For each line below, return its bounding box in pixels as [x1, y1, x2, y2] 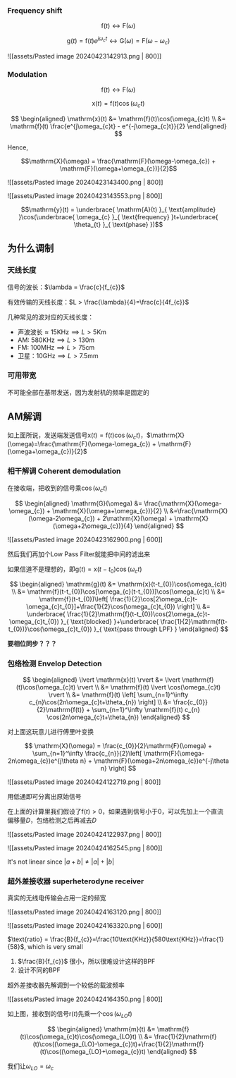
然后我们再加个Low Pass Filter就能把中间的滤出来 [7, 549, 151, 558]
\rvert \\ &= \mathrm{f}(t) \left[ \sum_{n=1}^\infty [48, 690, 189, 699]
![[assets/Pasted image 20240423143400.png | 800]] [7, 178, 163, 186]
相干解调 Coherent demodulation [7, 466, 121, 476]
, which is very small [23, 942, 83, 950]
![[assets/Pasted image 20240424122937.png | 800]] [7, 830, 162, 838]
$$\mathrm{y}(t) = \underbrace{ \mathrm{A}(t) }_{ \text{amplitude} [20, 205, 216, 214]
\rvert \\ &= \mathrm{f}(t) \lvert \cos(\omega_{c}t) [77, 682, 221, 691]
